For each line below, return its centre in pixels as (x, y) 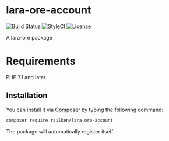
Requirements (41, 61)
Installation (27, 96)
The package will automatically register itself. (60, 131)
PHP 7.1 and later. (27, 77)
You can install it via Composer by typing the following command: (85, 110)
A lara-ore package (29, 37)
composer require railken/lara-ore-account (60, 120)
